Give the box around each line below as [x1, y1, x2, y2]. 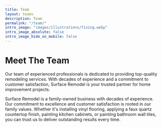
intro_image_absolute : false [5, 30, 64, 34]
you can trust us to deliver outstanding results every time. [5, 116, 121, 122]
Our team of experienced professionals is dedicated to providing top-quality [5, 71, 158, 77]
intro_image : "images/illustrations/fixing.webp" [5, 25, 108, 30]
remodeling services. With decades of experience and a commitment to [5, 76, 149, 82]
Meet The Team [5, 55, 70, 66]
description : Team [5, 16, 42, 21]
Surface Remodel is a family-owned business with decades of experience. [5, 95, 154, 102]
